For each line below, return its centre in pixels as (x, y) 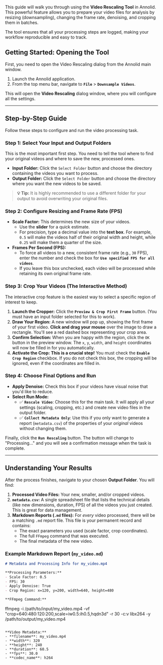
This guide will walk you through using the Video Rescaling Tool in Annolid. (81, 7)
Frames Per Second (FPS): (39, 247)
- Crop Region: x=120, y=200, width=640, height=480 (59, 591)
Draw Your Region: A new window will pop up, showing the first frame (82, 322)
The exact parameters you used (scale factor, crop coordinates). (84, 531)
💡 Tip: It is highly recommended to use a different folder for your (81, 193)
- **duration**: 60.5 (27, 649)
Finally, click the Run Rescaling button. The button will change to (70, 437)
